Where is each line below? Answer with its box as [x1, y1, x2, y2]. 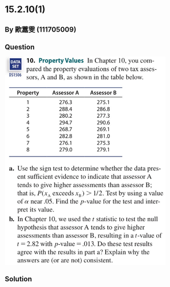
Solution [5, 275, 32, 283]
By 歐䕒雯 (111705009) [5, 25, 77, 34]
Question [5, 42, 35, 51]
